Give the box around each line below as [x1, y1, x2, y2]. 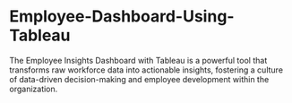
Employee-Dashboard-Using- [9, 6, 235, 27]
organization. [9, 83, 58, 94]
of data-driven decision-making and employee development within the [9, 73, 270, 84]
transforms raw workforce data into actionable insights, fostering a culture [9, 64, 284, 75]
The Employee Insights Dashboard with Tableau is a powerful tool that [9, 55, 268, 65]
